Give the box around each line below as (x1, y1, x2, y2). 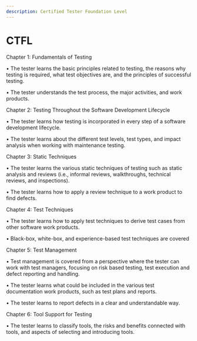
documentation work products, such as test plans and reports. (6, 287, 157, 295)
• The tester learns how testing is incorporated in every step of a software (6, 118, 186, 125)
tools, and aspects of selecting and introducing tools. (6, 328, 135, 335)
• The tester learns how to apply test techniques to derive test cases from (6, 217, 185, 224)
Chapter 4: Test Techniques (6, 206, 74, 213)
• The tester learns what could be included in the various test (6, 282, 155, 289)
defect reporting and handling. (6, 270, 80, 277)
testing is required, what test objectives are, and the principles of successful (6, 71, 191, 78)
